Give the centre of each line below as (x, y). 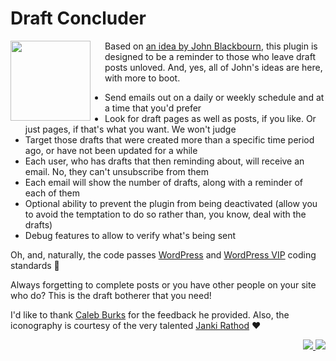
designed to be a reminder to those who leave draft (210, 56)
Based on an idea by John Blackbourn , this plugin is (211, 46)
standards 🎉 (35, 265)
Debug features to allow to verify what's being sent (130, 235)
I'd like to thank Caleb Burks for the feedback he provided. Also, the (150, 314)
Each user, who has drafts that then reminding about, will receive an (164, 161)
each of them (52, 193)
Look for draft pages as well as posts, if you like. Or (210, 118)
